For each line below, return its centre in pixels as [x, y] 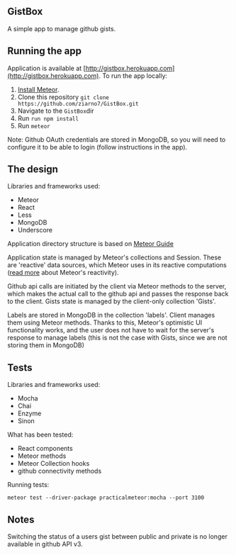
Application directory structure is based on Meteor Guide [90, 244]
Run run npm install [48, 118]
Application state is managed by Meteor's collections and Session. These [114, 257]
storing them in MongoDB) [46, 345]
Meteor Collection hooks [54, 464]
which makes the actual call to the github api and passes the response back [118, 294]
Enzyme [29, 413]
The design [33, 169]
